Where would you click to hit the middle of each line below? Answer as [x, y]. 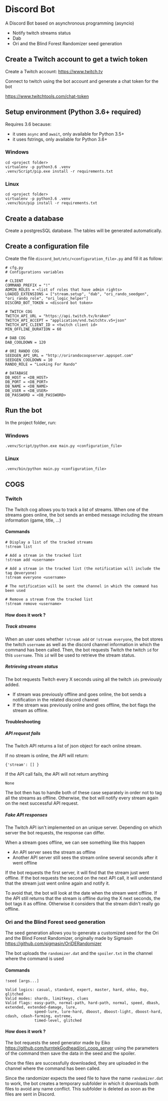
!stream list [19, 547]
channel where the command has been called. [53, 1068]
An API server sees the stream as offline [54, 852]
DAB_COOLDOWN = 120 [26, 342]
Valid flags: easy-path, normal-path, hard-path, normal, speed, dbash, [83, 1003]
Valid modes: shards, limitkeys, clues [47, 998]
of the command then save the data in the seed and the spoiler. [70, 1053]
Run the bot [24, 410]
